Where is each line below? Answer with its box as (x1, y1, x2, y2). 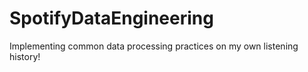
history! (9, 50, 41, 62)
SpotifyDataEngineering (9, 7, 214, 30)
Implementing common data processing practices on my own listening (9, 40, 299, 52)
